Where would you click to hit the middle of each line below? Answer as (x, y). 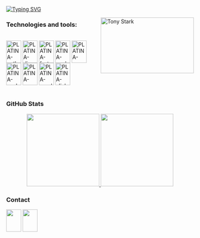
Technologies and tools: (42, 24)
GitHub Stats (25, 104)
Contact (18, 199)
